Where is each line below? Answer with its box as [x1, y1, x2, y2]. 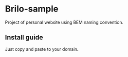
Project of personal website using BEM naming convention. [5, 19, 124, 25]
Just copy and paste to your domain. [5, 46, 79, 52]
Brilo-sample [5, 3, 58, 14]
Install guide [5, 33, 43, 42]
